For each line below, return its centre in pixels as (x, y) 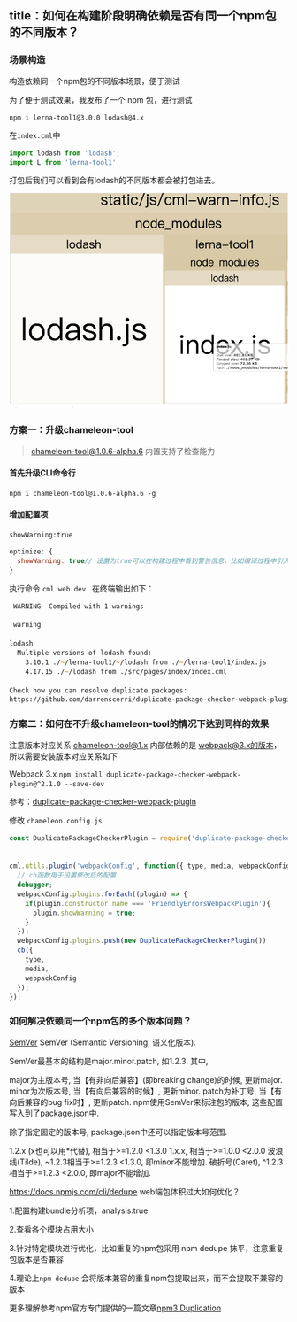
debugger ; (35, 885)
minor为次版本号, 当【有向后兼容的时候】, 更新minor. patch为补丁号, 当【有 (146, 1091)
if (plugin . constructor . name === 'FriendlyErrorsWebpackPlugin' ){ (148, 903)
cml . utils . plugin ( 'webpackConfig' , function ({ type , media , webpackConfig (150, 866)
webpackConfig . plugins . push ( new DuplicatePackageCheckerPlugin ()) (142, 941)
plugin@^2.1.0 (35, 784)
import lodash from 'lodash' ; (65, 153)
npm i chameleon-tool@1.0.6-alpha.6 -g (83, 493)
